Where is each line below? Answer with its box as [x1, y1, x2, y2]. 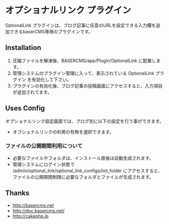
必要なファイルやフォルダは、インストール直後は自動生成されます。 [12, 155, 154, 161]
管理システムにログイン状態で [12, 161, 75, 167]
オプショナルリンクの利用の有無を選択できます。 [12, 129, 115, 135]
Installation [5, 43, 41, 52]
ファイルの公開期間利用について [5, 142, 83, 149]
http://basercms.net [12, 202, 54, 208]
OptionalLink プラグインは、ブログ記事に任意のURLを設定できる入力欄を [5, 22, 156, 28]
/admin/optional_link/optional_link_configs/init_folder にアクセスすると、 [12, 167, 163, 174]
